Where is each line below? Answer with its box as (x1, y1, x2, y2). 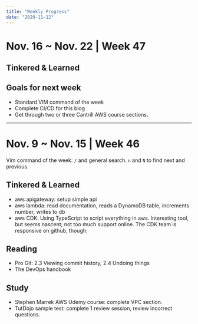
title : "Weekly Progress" (6, 8, 70, 15)
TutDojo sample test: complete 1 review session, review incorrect (14, 305, 173, 312)
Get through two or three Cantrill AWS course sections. (14, 111, 148, 118)
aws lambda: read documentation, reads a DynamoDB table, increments (14, 201, 190, 209)
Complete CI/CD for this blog (14, 104, 85, 112)
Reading (6, 244, 37, 254)
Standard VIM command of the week (14, 98, 104, 105)
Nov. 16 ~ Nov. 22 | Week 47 (6, 39, 146, 53)
